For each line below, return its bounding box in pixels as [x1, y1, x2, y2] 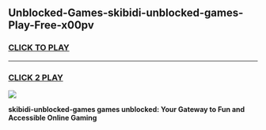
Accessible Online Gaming [8, 113, 97, 122]
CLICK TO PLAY [8, 43, 70, 54]
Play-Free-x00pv [8, 19, 95, 32]
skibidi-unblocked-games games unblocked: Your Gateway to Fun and [8, 104, 245, 113]
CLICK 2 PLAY [8, 72, 63, 83]
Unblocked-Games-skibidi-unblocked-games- [8, 6, 244, 20]
